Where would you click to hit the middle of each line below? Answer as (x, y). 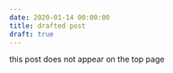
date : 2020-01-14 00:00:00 (60, 17)
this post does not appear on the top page (87, 60)
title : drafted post (48, 26)
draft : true (31, 34)
